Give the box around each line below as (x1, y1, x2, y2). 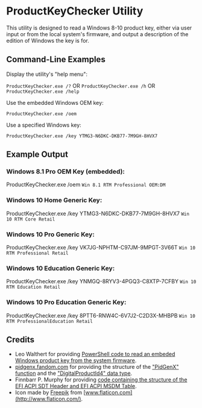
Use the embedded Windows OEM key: (6, 99, 104, 106)
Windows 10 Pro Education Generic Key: (6, 298, 127, 307)
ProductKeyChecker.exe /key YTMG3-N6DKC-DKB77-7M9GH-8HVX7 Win (6, 210, 190, 217)
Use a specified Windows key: (6, 121, 81, 128)
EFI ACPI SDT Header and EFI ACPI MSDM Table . (14, 383, 137, 390)
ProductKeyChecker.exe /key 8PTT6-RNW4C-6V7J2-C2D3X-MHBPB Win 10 (6, 312, 196, 319)
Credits (6, 334, 35, 345)
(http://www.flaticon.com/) (14, 395, 81, 403)
